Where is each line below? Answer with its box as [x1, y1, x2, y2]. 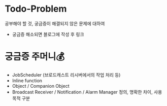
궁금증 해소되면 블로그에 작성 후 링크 [12, 31, 84, 37]
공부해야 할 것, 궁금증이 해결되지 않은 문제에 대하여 [5, 20, 105, 26]
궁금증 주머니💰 [5, 51, 64, 62]
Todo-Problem [5, 3, 67, 15]
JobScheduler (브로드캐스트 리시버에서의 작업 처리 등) [12, 72, 121, 78]
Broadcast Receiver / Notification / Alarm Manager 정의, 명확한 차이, [12, 89, 153, 95]
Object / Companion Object [12, 83, 70, 89]
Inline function [12, 77, 43, 84]
